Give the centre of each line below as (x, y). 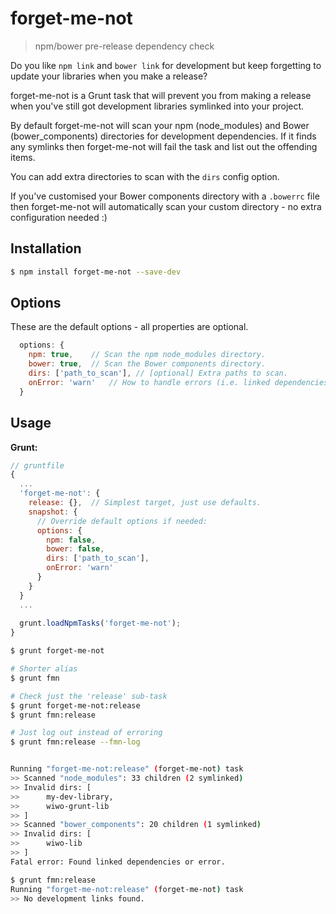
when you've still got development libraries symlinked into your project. (157, 106)
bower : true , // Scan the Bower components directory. (147, 364)
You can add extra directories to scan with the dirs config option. (145, 176)
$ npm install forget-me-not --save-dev (96, 272)
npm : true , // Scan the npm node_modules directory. (147, 355)
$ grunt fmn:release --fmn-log (75, 742)
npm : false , (71, 540)
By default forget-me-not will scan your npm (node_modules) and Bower (160, 125)
